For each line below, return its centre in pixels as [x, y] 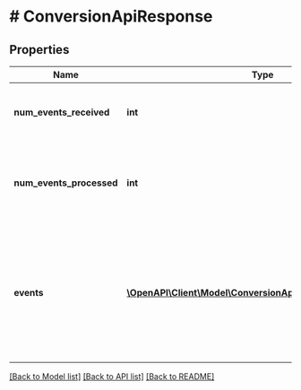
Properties [39, 50]
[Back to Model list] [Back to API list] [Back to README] [112, 377]
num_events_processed [66, 183]
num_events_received [62, 112]
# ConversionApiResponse [111, 17]
